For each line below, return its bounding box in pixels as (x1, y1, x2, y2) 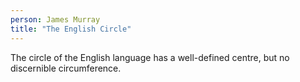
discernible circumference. (10, 62, 122, 74)
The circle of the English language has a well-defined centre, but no (10, 51, 290, 63)
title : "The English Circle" (10, 24, 132, 34)
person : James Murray (10, 14, 101, 25)
